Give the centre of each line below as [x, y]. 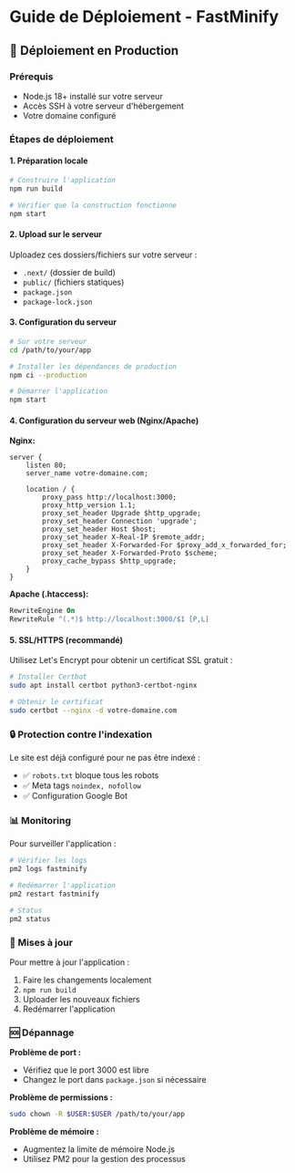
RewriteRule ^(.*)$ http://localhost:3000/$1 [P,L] [109, 619]
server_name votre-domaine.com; [87, 473]
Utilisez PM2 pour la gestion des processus [104, 1159]
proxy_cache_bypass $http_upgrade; [110, 561]
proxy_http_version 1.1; [89, 505]
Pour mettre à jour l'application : [70, 962]
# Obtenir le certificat [56, 702]
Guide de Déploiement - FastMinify [144, 17]
